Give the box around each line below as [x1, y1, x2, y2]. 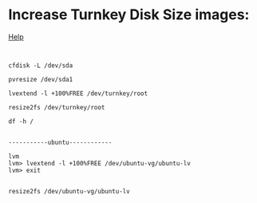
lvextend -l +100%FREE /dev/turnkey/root [8, 90, 148, 98]
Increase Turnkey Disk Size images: [8, 6, 250, 24]
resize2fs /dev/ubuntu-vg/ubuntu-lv [8, 187, 130, 195]
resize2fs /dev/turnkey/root [8, 103, 105, 111]
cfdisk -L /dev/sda [8, 62, 73, 70]
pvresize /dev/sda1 [8, 75, 73, 83]
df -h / [8, 117, 34, 125]
